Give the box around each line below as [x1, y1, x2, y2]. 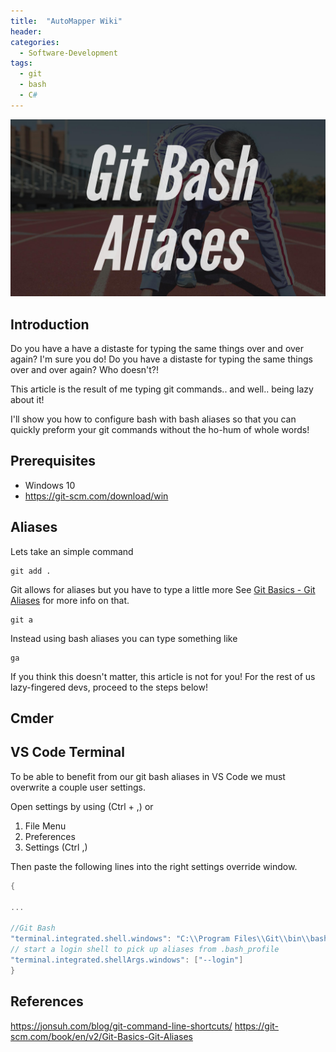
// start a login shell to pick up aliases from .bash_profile [10, 945, 280, 955]
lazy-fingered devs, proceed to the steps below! [10, 681, 208, 693]
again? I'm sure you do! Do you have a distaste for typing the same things [10, 353, 313, 365]
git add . [10, 566, 52, 576]
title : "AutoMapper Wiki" [10, 16, 123, 26]
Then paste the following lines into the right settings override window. [10, 860, 298, 872]
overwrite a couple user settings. [10, 781, 147, 793]
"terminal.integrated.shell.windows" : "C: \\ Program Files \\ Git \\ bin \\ [10, 934, 311, 944]
